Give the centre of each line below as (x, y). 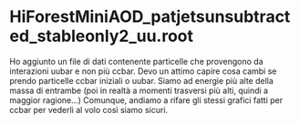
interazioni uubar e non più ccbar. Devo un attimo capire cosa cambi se (143, 71)
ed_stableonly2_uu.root (102, 36)
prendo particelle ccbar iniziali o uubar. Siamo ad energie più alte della (141, 80)
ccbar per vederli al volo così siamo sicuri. (89, 109)
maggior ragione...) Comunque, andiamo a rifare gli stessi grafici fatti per (146, 100)
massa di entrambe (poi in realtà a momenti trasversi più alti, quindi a (139, 90)
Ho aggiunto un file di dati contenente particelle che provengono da (137, 61)
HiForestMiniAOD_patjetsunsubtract (150, 17)
